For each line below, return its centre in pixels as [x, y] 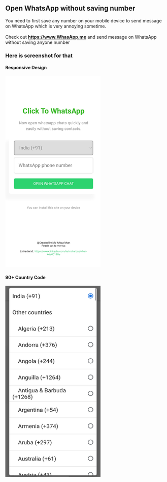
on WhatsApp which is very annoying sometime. [56, 26]
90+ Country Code [25, 277]
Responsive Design [26, 68]
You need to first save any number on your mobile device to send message [83, 20]
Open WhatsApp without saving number [70, 8]
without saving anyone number [38, 42]
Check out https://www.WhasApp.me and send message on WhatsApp [81, 37]
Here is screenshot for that [39, 56]
